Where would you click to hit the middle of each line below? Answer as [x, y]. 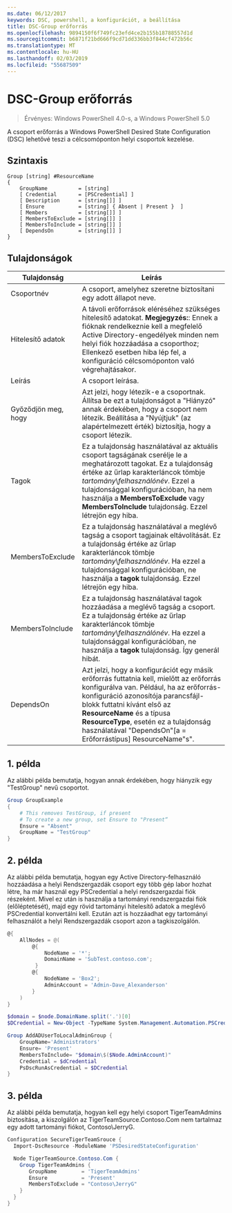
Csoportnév [30, 294]
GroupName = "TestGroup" [55, 832]
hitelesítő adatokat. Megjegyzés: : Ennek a [150, 318]
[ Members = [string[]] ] [71, 213]
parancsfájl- [184, 696]
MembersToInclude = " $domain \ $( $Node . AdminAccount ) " [95, 1055]
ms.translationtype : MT [41, 46]
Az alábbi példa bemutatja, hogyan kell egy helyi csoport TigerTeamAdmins [115, 1112]
